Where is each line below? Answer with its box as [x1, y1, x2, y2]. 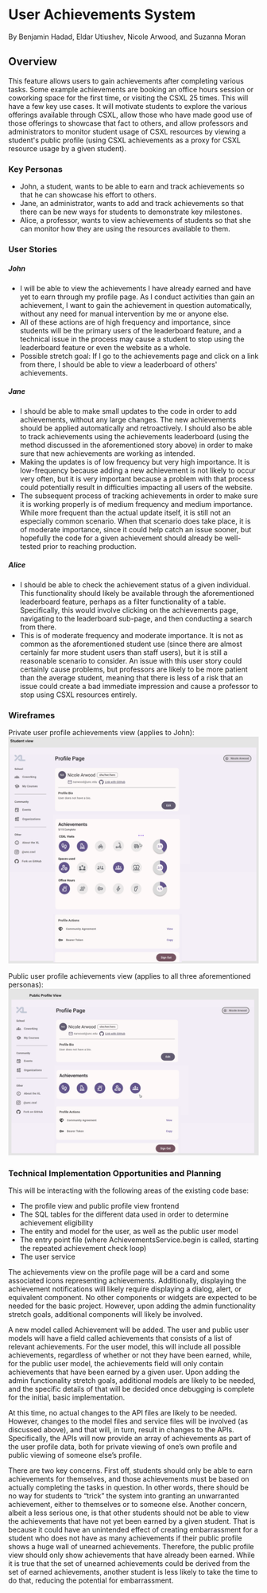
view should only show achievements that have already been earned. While [8, 1550, 256, 1560]
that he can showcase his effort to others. [19, 190, 157, 200]
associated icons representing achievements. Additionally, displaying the [8, 1276, 246, 1285]
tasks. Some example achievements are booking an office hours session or [8, 84, 254, 94]
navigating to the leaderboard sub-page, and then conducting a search [19, 613, 253, 623]
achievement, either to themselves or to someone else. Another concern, [8, 1499, 247, 1509]
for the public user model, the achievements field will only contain [8, 1358, 224, 1368]
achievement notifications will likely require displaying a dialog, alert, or [8, 1283, 242, 1294]
